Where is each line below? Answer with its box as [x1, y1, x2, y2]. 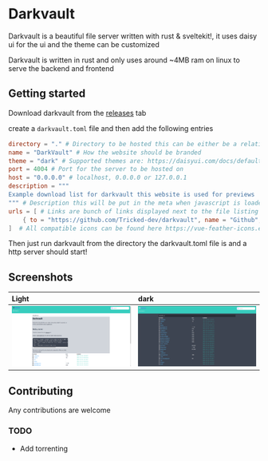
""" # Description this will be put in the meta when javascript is [8, 199, 241, 207]
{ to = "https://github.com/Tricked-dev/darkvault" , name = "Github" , [22, 216, 262, 224]
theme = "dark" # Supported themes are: [8, 157, 145, 165]
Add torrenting [19, 443, 69, 453]
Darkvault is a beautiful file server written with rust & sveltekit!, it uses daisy [8, 31, 258, 41]
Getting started [8, 87, 86, 101]
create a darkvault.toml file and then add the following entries [8, 123, 214, 133]
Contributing [8, 384, 73, 398]
